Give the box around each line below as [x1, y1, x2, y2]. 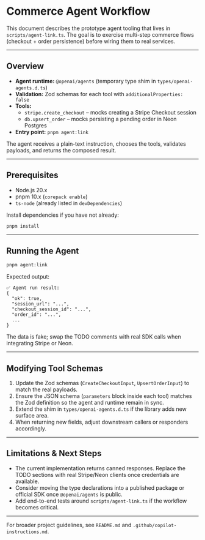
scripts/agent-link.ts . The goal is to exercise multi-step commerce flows [6, 31, 194, 38]
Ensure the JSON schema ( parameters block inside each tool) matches [15, 392, 192, 399]
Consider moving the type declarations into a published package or [15, 484, 185, 491]
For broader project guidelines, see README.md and [6, 521, 132, 528]
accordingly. [15, 424, 47, 432]
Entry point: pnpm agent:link [15, 128, 88, 135]
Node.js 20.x [15, 186, 48, 193]
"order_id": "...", [12, 312, 62, 318]
